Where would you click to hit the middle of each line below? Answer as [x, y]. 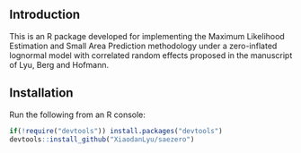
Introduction [45, 15]
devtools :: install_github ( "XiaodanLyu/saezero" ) [102, 139]
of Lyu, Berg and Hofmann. [59, 64]
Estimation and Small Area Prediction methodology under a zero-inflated [143, 46]
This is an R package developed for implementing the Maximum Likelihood [147, 36]
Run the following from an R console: [78, 115]
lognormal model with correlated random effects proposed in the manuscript [151, 55]
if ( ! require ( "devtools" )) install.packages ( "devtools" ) [116, 131]
